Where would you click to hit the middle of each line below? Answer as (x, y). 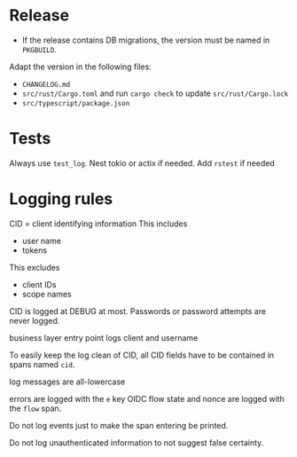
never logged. (35, 320)
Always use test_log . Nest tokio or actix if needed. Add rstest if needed (142, 163)
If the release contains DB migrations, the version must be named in (146, 40)
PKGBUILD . (39, 49)
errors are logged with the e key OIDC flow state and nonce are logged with (147, 398)
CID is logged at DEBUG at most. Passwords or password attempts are (138, 311)
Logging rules (61, 199)
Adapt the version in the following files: (81, 67)
